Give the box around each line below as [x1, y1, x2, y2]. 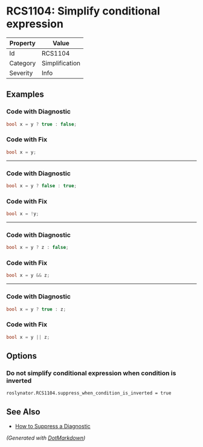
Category [9, 59, 36, 67]
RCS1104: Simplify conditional [6, 4, 160, 18]
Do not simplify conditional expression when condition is [6, 369, 176, 378]
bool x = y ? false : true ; [6, 182, 77, 188]
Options [6, 351, 37, 361]
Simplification [41, 59, 80, 67]
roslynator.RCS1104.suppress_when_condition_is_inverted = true [6, 390, 172, 396]
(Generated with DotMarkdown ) [6, 434, 86, 442]
